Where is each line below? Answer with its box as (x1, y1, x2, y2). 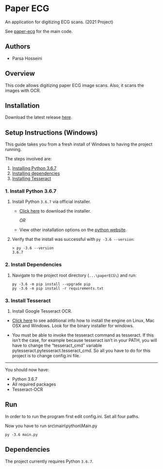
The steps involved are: (5, 156, 52, 162)
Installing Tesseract (12, 176, 51, 182)
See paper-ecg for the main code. (5, 28, 73, 34)
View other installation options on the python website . (19, 227, 127, 233)
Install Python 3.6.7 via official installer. (12, 199, 91, 204)
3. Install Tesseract (5, 297, 51, 304)
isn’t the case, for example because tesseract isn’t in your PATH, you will (12, 337, 158, 343)
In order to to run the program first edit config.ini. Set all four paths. (5, 413, 140, 419)
